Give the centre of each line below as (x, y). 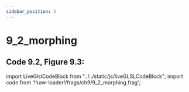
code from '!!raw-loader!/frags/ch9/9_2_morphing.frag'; (73, 82)
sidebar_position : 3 (31, 11)
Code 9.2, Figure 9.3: (45, 62)
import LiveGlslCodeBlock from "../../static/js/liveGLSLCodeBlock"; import (94, 76)
